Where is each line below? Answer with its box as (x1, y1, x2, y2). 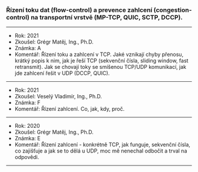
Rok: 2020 (14, 123, 40, 130)
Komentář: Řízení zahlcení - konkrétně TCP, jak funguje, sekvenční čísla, (14, 141, 190, 148)
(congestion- (153, 6, 192, 14)
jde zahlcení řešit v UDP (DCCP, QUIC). (14, 70, 110, 77)
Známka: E (14, 135, 41, 142)
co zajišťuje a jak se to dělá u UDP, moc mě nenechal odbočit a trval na (14, 147, 187, 154)
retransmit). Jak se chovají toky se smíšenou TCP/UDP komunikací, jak (14, 64, 187, 71)
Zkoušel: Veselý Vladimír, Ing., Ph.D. (14, 93, 102, 100)
